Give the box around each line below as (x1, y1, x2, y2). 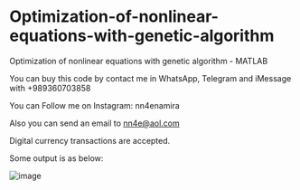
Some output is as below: (9, 152, 104, 164)
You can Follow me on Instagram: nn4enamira (9, 100, 181, 110)
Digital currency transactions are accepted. (9, 135, 171, 146)
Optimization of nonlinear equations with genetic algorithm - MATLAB (9, 55, 268, 66)
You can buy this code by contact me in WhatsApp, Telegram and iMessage (9, 72, 292, 83)
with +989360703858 (9, 82, 91, 93)
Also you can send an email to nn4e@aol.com (9, 118, 180, 128)
